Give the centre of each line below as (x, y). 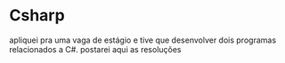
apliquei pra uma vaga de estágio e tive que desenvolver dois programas (143, 40)
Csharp (37, 16)
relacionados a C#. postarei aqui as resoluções (95, 49)
